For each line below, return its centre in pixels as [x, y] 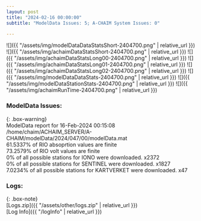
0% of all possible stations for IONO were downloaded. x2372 [83, 157]
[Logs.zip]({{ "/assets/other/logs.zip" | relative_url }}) [72, 205]
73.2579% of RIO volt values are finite [53, 151]
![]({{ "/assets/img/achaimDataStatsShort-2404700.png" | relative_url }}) [96, 52]
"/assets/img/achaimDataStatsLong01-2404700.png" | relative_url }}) [100, 64]
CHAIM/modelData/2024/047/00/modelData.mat [67, 138]
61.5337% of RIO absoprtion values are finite [62, 145]
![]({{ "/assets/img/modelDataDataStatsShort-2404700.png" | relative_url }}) [101, 45]
